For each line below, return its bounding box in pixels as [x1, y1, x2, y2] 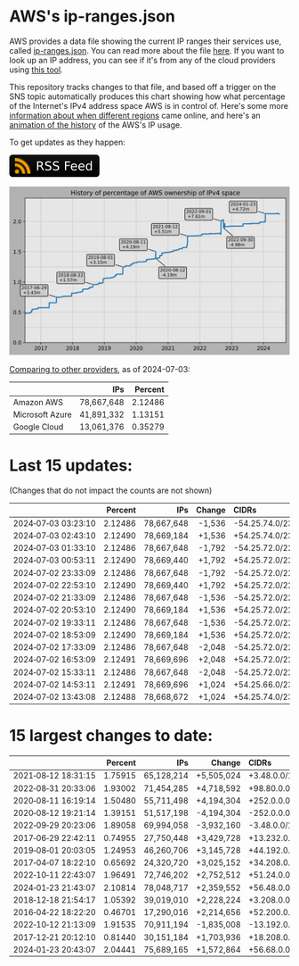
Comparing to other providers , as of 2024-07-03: [9, 364, 191, 375]
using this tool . [9, 64, 64, 75]
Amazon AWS [12, 396, 64, 407]
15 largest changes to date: [9, 725, 214, 745]
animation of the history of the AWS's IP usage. [9, 119, 182, 130]
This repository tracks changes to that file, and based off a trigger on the [9, 81, 277, 92]
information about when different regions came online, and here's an [9, 110, 261, 121]
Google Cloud [12, 421, 64, 432]
